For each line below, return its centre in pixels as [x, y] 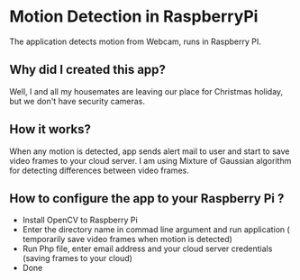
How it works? [50, 129]
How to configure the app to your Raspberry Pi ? [147, 199]
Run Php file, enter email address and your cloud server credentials [147, 248]
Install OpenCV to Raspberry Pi [80, 220]
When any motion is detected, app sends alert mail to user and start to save [150, 151]
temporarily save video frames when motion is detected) [127, 239]
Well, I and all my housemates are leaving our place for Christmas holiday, [146, 91]
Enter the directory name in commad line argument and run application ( [156, 230]
